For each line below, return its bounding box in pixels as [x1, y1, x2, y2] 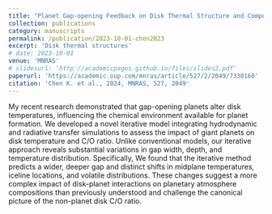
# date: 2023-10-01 [8, 49, 74, 57]
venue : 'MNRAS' [8, 57, 60, 65]
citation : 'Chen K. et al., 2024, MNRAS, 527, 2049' [8, 79, 190, 87]
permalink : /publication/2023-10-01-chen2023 [8, 34, 164, 43]
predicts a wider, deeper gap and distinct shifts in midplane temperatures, [8, 162, 255, 171]
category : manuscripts [8, 27, 85, 35]
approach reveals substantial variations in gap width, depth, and [8, 145, 223, 154]
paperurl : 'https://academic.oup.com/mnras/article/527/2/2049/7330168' [8, 72, 259, 80]
